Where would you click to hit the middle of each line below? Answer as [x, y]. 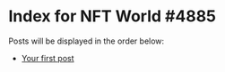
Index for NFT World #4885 [112, 16]
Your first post [48, 58]
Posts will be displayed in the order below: [87, 41]
